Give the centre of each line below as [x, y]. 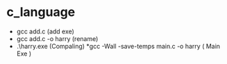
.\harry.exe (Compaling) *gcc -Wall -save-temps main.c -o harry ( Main [118, 46]
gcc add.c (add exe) [45, 31]
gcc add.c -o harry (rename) [57, 38]
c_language [41, 12]
